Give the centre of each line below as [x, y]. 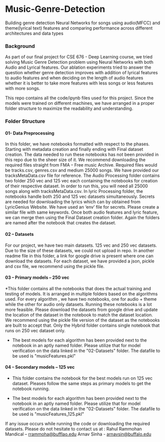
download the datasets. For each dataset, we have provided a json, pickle [80, 261]
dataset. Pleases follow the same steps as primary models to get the [82, 383]
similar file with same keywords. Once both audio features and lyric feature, [82, 212]
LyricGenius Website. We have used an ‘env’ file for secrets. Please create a [82, 207]
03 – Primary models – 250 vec [37, 277]
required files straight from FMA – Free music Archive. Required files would [81, 165]
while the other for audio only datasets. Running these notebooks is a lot [79, 304]
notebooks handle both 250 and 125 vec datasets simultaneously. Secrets [80, 197]
